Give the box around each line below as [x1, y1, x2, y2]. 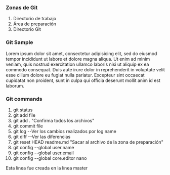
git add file [13, 112, 36, 118]
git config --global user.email [13, 150, 74, 156]
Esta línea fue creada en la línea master [6, 165, 88, 171]
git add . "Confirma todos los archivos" [13, 117, 95, 123]
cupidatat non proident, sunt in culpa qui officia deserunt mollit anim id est [6, 77, 161, 83]
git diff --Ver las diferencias [13, 134, 71, 140]
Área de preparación [13, 21, 56, 27]
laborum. [6, 82, 25, 89]
